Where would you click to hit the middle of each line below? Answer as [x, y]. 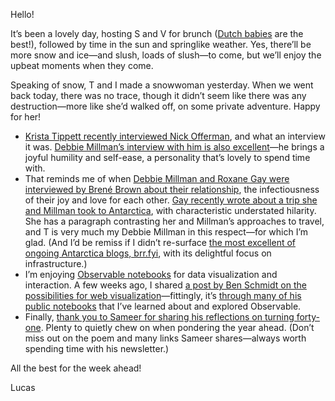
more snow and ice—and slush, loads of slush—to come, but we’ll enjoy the [166, 55]
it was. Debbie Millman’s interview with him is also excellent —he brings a [174, 147]
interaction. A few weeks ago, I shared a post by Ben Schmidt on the [165, 285]
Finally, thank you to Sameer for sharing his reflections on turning [159, 317]
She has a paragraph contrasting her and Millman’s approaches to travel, [174, 221]
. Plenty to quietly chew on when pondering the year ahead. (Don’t [177, 327]
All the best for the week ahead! [76, 368]
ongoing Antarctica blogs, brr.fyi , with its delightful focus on [148, 253]
